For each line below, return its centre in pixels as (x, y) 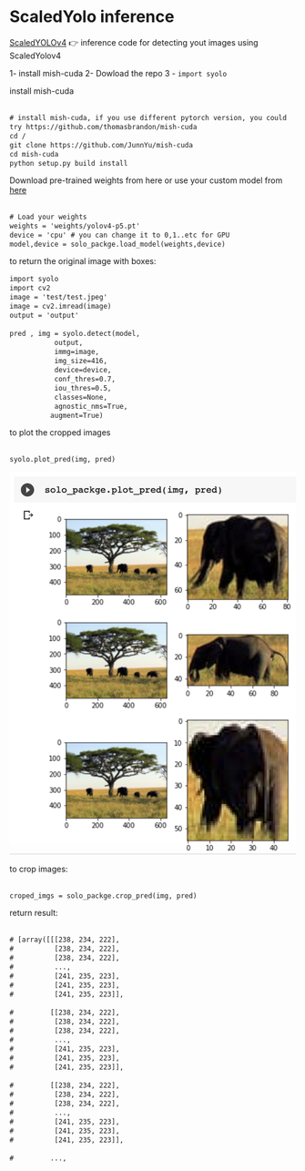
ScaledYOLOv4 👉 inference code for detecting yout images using (134, 42)
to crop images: (39, 869)
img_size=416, (81, 361)
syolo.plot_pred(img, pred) (63, 459)
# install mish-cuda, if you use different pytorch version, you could (148, 117)
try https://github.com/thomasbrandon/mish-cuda (103, 127)
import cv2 (30, 288)
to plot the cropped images (60, 432)
